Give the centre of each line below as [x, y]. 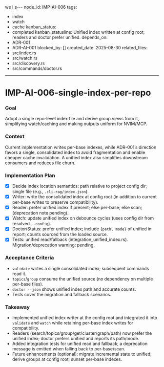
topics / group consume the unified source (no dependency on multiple [82, 279]
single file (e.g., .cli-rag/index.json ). [50, 192]
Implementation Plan [30, 175]
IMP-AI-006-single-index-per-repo [78, 93]
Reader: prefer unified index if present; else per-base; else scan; [77, 208]
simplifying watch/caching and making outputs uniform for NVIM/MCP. [76, 124]
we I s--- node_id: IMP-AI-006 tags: [41, 7]
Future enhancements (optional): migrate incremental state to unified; [82, 354]
